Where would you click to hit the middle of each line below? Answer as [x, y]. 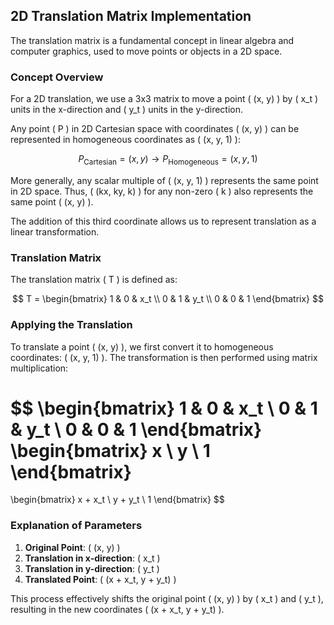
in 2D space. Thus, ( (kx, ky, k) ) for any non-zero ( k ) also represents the [162, 191]
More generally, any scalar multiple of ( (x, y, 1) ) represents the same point [164, 180]
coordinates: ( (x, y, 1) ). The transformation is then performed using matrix [164, 357]
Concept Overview [57, 77]
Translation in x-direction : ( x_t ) [92, 558]
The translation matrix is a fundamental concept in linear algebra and [152, 40]
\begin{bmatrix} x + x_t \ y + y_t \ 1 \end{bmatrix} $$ [117, 500]
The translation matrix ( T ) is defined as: [94, 280]
